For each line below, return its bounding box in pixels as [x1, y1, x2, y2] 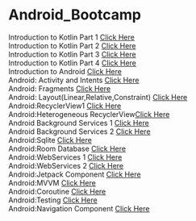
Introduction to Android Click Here [8, 66, 123, 76]
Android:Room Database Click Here [8, 144, 127, 153]
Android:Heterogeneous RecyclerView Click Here [8, 109, 170, 119]
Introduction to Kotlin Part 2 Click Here [8, 40, 136, 50]
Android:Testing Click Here [8, 195, 98, 205]
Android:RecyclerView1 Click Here [8, 101, 122, 110]
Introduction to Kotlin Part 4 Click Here [8, 58, 137, 68]
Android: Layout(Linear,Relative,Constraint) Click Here [8, 92, 188, 102]
